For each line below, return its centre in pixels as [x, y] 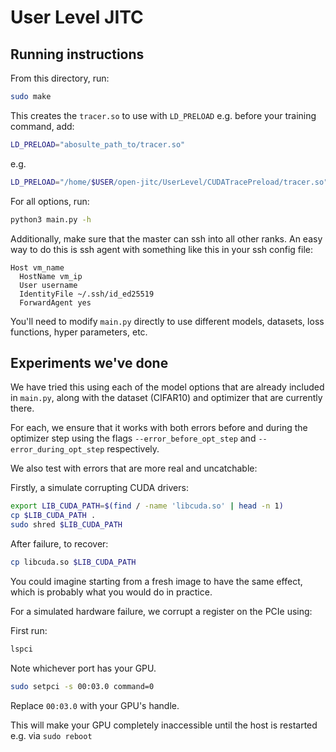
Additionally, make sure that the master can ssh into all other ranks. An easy [166, 238]
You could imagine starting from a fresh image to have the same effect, [156, 581]
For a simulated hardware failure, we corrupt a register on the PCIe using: [161, 611]
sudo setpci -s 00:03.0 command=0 [82, 686]
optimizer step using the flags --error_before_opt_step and [133, 438]
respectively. [133, 449]
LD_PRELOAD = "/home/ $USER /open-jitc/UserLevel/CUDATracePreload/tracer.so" [169, 182]
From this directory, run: [60, 78]
